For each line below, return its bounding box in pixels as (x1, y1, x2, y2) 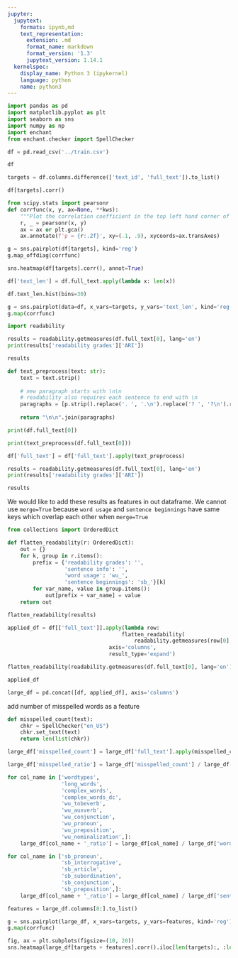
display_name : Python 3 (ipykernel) (20, 70, 129, 77)
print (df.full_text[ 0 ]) (7, 427, 78, 434)
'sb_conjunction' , (61, 879, 115, 886)
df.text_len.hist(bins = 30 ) (7, 290, 87, 298)
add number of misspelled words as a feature (7, 702, 140, 710)
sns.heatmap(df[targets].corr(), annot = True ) (7, 265, 144, 272)
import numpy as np (7, 122, 65, 129)
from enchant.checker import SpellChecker (7, 136, 135, 143)
